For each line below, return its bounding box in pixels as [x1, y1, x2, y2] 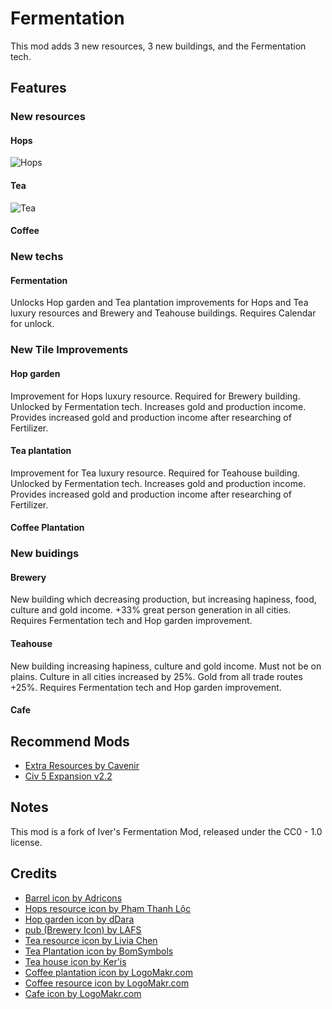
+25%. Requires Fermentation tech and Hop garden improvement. [10, 681, 282, 693]
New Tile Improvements [10, 343, 129, 357]
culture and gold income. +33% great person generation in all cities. [10, 604, 292, 616]
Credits [10, 865, 58, 882]
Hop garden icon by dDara [24, 913, 135, 925]
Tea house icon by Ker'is [24, 955, 127, 967]
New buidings [10, 547, 80, 561]
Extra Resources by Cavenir [24, 760, 140, 772]
